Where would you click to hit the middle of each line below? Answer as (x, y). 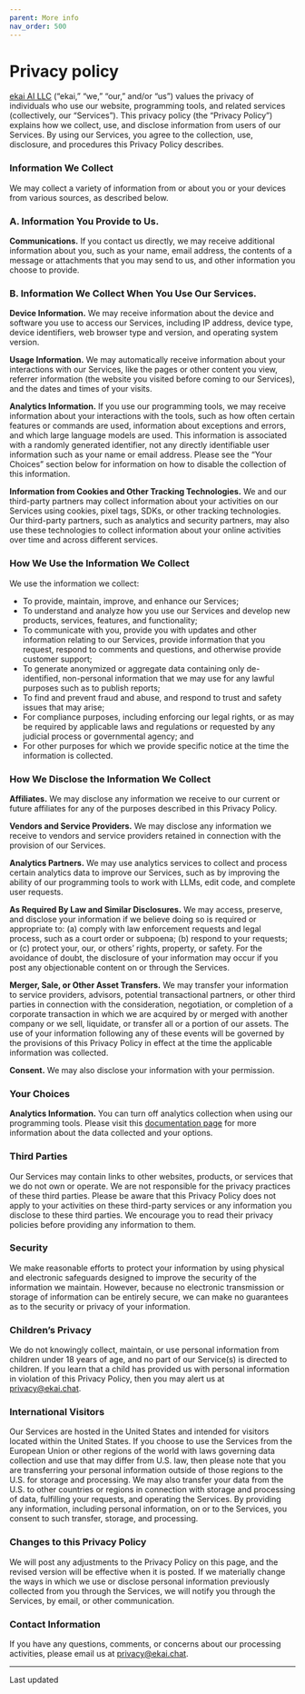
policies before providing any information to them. (103, 1224)
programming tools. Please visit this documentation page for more (133, 1123)
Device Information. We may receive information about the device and (142, 314)
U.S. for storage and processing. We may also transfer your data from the (147, 1480)
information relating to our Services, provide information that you (144, 639)
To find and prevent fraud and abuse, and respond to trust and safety (152, 697)
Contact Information (55, 1624)
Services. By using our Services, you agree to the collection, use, (132, 135)
